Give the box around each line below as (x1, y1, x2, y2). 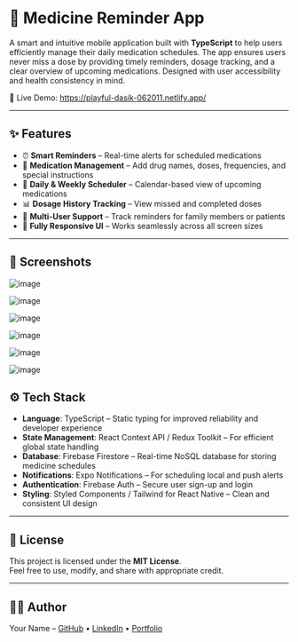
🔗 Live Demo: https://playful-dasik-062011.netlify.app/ (9, 92, 207, 103)
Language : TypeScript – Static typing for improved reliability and (21, 413, 259, 424)
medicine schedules (21, 461, 96, 472)
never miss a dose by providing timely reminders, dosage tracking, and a (9, 56, 275, 67)
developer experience (21, 423, 103, 433)
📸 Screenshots (9, 255, 92, 270)
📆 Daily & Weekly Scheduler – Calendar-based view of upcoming (21, 178, 262, 189)
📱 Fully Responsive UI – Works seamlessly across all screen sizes (21, 220, 263, 231)
